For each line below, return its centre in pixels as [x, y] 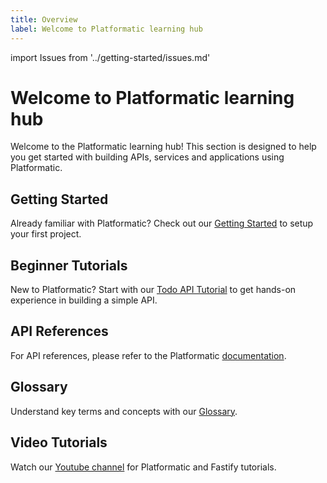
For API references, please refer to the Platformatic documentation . [148, 355]
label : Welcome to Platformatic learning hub [106, 29]
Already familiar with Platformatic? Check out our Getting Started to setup [162, 223]
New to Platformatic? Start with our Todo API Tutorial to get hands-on [153, 290]
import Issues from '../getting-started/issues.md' [110, 57]
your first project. [46, 234]
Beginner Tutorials [69, 265]
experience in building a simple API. [84, 300]
